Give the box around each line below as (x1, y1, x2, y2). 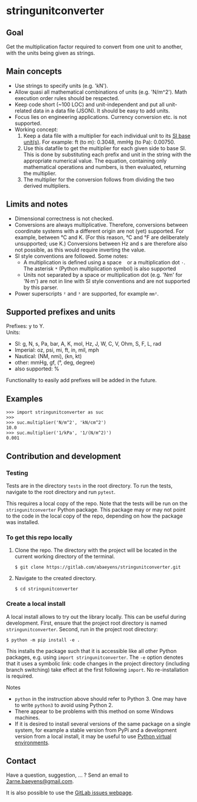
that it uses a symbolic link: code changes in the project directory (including (6, 660, 190, 667)
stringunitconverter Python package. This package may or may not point (6, 506, 186, 513)
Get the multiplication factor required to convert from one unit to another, (6, 43, 183, 50)
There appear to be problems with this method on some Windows (14, 708, 174, 715)
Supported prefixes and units (6, 307, 116, 317)
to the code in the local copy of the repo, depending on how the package (6, 512, 183, 519)
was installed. (6, 518, 39, 525)
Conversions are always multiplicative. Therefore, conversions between (14, 221, 188, 228)
